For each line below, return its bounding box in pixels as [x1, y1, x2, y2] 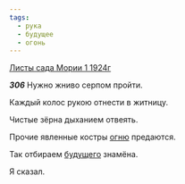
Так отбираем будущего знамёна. [9, 149, 139, 160]
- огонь [17, 38, 46, 47]
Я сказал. [9, 166, 46, 177]
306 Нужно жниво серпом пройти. [9, 79, 143, 90]
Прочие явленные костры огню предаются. [9, 131, 176, 143]
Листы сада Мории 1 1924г [9, 63, 112, 73]
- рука [17, 21, 42, 30]
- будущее [17, 29, 54, 38]
